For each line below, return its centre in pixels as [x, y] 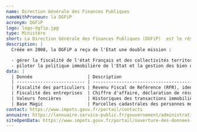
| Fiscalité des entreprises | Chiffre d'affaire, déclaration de [96, 93]
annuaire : [18, 115]
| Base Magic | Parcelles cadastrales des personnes [98, 104]
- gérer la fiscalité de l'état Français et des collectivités [90, 60]
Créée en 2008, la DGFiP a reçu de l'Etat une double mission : [91, 50]
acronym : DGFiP [25, 22]
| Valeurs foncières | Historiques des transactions [89, 99]
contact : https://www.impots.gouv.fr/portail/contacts [74, 109]
